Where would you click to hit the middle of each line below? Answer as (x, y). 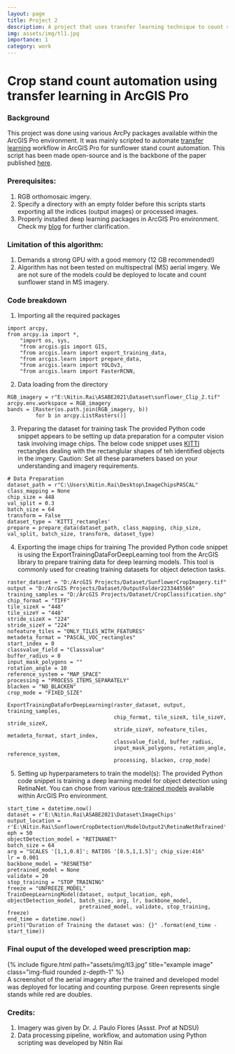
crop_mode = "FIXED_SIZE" (45, 693)
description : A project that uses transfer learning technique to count (115, 27)
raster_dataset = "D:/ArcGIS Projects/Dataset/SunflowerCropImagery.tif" (117, 582)
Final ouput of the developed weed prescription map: (99, 949)
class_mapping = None (39, 491)
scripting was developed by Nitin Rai (70, 1042)
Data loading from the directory (63, 385)
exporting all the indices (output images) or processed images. (108, 211)
